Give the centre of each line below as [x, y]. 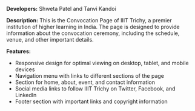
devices [25, 69]
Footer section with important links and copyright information [91, 101]
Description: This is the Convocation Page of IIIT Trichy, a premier [89, 20]
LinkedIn [26, 95]
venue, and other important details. [50, 40]
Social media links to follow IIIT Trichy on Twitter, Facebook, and [95, 89]
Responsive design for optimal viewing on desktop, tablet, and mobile [102, 63]
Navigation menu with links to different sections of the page [90, 76]
